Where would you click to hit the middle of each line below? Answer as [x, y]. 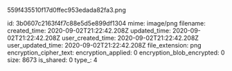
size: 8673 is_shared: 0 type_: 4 [53, 60]
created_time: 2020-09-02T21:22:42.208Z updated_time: [89, 31]
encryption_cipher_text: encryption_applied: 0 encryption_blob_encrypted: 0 [116, 52]
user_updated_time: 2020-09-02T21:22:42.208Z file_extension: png [104, 45]
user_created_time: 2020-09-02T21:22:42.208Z [131, 38]
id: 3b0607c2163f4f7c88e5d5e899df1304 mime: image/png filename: [106, 23]
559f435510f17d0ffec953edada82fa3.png [66, 10]
